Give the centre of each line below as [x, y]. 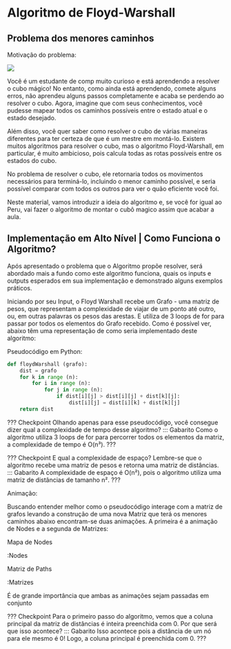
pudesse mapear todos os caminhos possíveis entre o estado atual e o [108, 111]
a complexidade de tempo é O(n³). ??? [61, 444]
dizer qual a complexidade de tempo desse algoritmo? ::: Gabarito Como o [113, 429]
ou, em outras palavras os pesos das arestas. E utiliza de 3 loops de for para [116, 316]
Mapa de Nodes [30, 542]
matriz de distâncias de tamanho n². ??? [64, 480]
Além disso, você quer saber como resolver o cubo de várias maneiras [108, 131]
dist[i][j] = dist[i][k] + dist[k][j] [124, 403]
